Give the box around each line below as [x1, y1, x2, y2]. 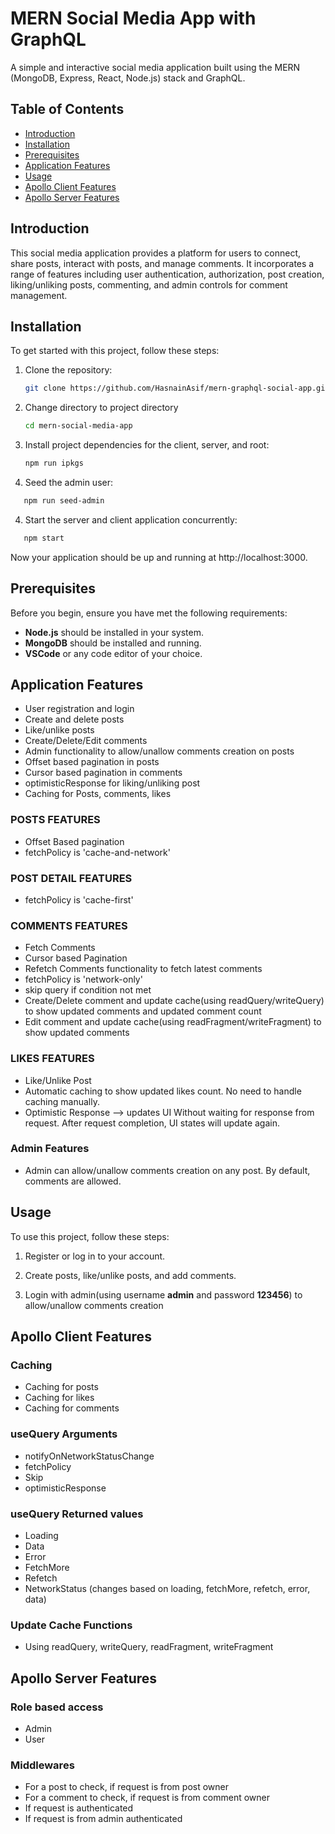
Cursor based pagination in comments [24, 767, 183, 779]
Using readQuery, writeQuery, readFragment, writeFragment [24, 1641, 274, 1653]
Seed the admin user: [24, 477, 114, 488]
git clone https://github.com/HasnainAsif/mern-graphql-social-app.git [24, 383, 330, 394]
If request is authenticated [24, 1802, 134, 1814]
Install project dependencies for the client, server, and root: [24, 439, 270, 451]
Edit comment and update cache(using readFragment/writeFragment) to [24, 1016, 322, 1028]
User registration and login [24, 703, 135, 715]
